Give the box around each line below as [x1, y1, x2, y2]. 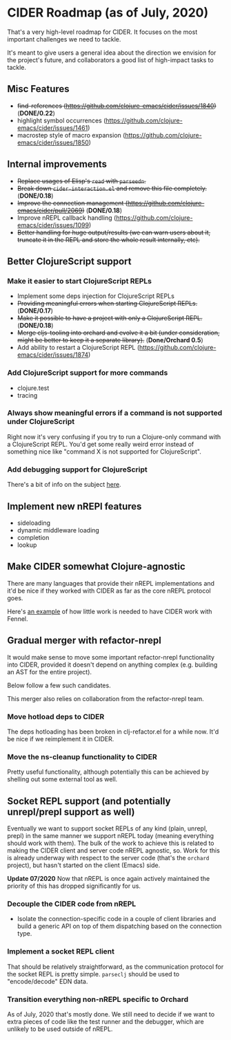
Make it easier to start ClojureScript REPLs [7, 276, 152, 286]
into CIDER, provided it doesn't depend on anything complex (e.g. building [7, 660, 218, 669]
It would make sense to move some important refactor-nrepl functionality [7, 653, 215, 661]
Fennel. [7, 614, 29, 623]
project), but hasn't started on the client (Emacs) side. [7, 861, 161, 869]
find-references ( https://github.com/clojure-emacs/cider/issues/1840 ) [17, 102, 217, 110]
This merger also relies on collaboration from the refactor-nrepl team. [7, 694, 205, 703]
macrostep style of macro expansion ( [17, 131, 125, 139]
